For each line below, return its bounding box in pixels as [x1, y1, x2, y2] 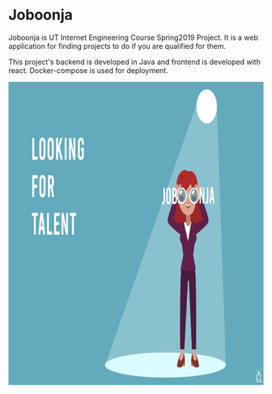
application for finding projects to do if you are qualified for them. [8, 41, 227, 50]
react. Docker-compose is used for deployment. [8, 65, 168, 75]
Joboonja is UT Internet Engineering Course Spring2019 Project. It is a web [8, 32, 259, 42]
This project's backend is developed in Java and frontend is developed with [8, 57, 261, 67]
